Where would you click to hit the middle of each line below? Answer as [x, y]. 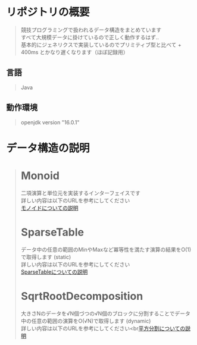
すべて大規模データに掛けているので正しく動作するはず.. [90, 37]
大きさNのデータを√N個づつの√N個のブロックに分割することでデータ [105, 313]
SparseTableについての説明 [54, 272]
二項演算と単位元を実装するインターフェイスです [81, 193]
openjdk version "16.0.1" [50, 122]
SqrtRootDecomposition [82, 296]
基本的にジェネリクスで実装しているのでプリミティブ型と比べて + [101, 45]
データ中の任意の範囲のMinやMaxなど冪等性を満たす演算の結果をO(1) [106, 249]
